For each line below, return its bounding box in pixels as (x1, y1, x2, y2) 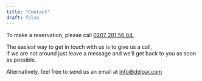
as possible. (6, 56, 37, 63)
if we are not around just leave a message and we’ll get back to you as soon (6, 49, 197, 57)
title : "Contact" (6, 9, 50, 15)
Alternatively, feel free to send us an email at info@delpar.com (6, 68, 162, 75)
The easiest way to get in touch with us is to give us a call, (6, 43, 152, 51)
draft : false (6, 15, 40, 21)
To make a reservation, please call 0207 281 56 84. (6, 31, 134, 38)
